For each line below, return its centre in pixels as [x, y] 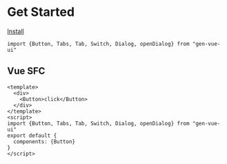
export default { [32, 136]
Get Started [41, 12]
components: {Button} [45, 142]
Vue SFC [26, 71]
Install [16, 31]
